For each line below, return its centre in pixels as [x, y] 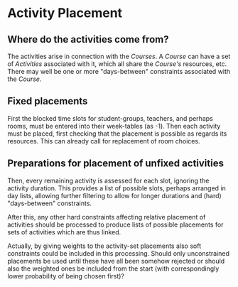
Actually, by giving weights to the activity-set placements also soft [104, 246]
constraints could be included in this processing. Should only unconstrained [118, 253]
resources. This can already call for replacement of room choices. [104, 141]
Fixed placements [48, 101]
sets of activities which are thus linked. [64, 232]
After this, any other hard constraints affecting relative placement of [107, 217]
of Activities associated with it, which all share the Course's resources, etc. [117, 64]
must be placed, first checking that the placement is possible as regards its [117, 134]
